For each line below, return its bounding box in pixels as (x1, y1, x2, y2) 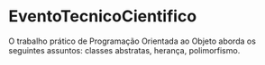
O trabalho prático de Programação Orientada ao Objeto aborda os (8, 36, 256, 46)
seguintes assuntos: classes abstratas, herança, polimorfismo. (8, 45, 241, 55)
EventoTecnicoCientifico (8, 6, 197, 27)
